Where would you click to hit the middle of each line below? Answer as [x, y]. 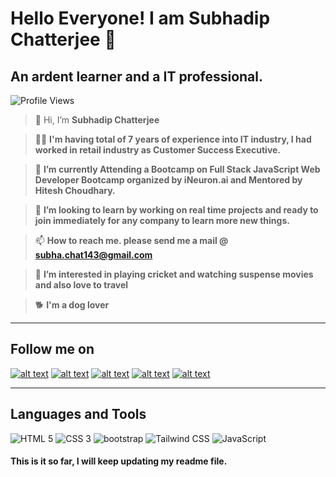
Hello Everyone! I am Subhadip [140, 18]
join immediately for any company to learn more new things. [162, 220]
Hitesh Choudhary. [75, 190]
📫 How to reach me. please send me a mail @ [131, 240]
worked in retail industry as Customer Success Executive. [158, 150]
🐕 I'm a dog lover [72, 305]
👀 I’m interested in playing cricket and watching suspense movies [174, 274]
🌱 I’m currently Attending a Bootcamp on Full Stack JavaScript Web [177, 169]
